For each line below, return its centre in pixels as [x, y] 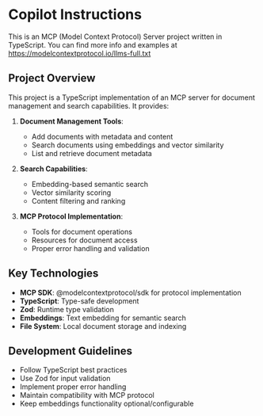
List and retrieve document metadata [91, 153]
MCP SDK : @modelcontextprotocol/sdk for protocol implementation [130, 292]
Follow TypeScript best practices [73, 370]
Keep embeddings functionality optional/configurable [107, 404]
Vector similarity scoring [71, 193]
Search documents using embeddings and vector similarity [128, 145]
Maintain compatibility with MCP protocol [87, 395]
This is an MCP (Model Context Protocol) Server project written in [115, 36]
